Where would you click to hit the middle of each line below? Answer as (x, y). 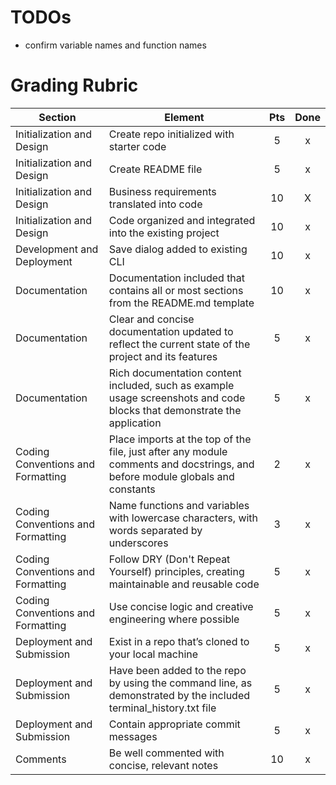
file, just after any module (168, 451)
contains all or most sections (176, 290)
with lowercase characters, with (183, 518)
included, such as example (171, 385)
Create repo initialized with (171, 134)
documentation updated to (171, 331)
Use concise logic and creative (181, 606)
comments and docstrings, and (181, 464)
